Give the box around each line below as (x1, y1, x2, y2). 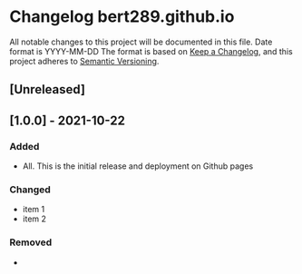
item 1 (22, 204, 45, 215)
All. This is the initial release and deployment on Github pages (22, 161, 254, 171)
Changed (9, 183, 52, 196)
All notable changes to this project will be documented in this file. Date (9, 36, 273, 47)
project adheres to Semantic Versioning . (9, 55, 160, 66)
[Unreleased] (9, 82, 86, 97)
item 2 (22, 213, 47, 224)
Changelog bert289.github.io (9, 6, 235, 27)
